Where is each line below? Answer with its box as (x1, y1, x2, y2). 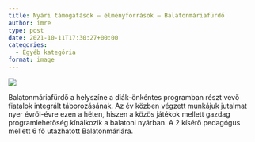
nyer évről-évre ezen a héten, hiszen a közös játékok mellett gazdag (8, 109, 231, 119)
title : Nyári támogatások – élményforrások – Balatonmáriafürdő (8, 11, 225, 20)
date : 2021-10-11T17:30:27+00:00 (8, 33, 119, 42)
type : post (8, 26, 44, 34)
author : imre (8, 19, 51, 27)
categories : (8, 41, 48, 49)
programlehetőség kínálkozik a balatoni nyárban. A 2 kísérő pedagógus (8, 117, 241, 127)
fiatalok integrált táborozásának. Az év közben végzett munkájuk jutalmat (8, 101, 248, 110)
